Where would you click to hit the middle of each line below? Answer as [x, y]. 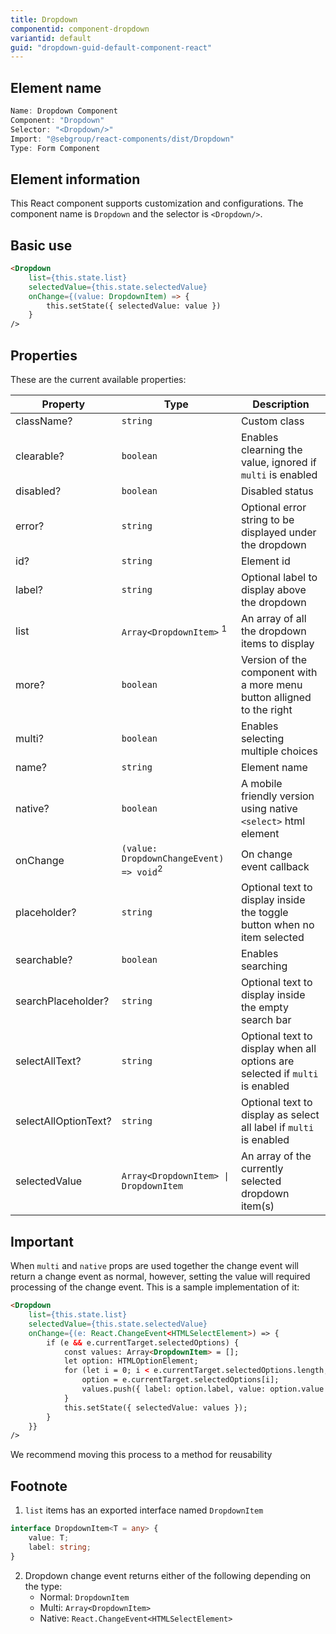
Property [63, 404]
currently [262, 1169]
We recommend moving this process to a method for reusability [141, 1455]
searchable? [44, 960]
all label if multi [277, 1128]
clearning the [271, 449]
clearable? [40, 456]
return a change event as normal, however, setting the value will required [160, 1277]
